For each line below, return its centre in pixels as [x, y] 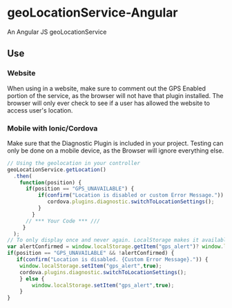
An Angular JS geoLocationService [57, 32]
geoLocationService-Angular [93, 13]
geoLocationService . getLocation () [57, 170]
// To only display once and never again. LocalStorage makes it [103, 240]
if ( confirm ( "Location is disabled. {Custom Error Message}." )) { [112, 260]
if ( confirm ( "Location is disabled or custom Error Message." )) [131, 195]
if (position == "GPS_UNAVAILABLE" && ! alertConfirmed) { [91, 253]
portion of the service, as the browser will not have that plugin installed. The [115, 95]
